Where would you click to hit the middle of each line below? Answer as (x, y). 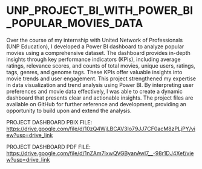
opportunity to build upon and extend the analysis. (69, 110)
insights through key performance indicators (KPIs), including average (94, 59)
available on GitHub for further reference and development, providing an (96, 104)
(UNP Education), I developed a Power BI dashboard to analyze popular (95, 46)
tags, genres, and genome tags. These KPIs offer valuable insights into (94, 72)
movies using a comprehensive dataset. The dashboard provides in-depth (98, 53)
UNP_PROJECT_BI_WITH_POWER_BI (100, 11)
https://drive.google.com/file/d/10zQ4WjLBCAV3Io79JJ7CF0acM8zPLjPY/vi (101, 129)
